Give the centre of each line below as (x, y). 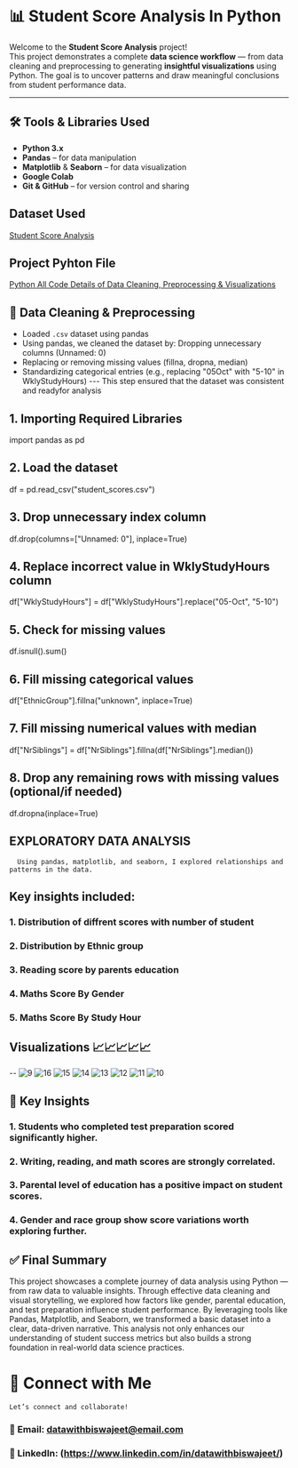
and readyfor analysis (62, 390)
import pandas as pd (47, 440)
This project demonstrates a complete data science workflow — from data (146, 56)
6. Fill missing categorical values (102, 679)
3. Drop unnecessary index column (108, 517)
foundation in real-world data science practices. (97, 1348)
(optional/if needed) (66, 792)
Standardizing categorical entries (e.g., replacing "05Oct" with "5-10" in (153, 372)
